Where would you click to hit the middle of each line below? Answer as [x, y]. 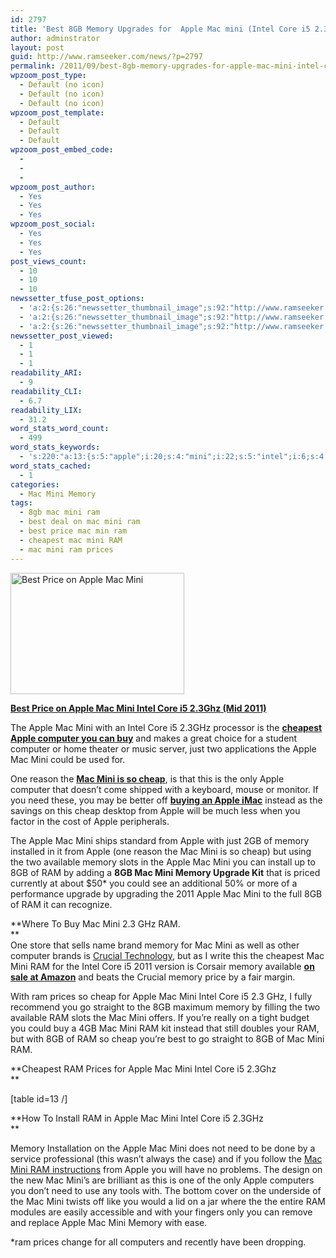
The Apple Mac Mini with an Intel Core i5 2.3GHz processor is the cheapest [166, 727]
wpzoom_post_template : [57, 112]
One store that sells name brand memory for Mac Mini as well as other [155, 945]
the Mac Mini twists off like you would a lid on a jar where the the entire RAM [168, 1201]
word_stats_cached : [51, 466]
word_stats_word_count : [60, 429]
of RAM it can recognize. [61, 904]
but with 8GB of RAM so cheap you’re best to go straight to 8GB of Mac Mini [167, 1038]
